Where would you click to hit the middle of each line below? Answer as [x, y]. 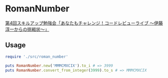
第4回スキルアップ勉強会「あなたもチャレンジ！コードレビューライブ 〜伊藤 [84, 23]
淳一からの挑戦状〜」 [27, 29]
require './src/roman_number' [37, 57]
